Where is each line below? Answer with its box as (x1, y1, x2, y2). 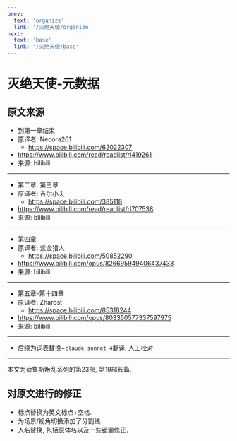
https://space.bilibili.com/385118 (28, 197, 123, 206)
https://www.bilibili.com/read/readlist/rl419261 (17, 151, 152, 159)
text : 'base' (13, 37, 52, 44)
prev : (7, 10, 23, 18)
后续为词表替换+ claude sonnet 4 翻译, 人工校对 (17, 343, 154, 352)
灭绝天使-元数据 (7, 76, 100, 92)
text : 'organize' (13, 17, 65, 24)
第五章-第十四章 (17, 289, 65, 298)
